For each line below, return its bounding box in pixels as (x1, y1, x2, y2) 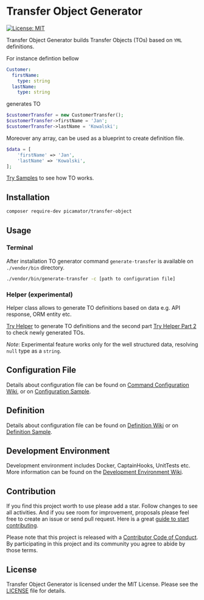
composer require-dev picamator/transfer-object (6, 208, 132, 214)
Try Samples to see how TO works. (6, 174, 94, 181)
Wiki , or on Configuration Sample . (6, 387, 91, 395)
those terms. (6, 547, 38, 554)
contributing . (6, 522, 38, 529)
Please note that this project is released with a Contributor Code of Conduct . (6, 533, 199, 541)
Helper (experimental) (6, 290, 73, 299)
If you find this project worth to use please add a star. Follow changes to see (6, 502, 198, 510)
